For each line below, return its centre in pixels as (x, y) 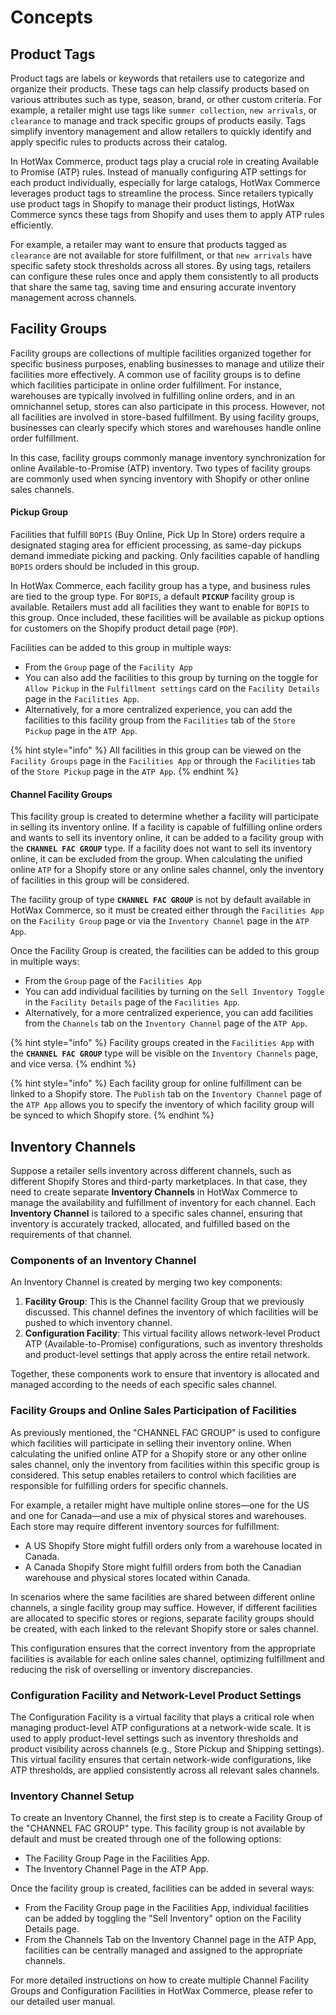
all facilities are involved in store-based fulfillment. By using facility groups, (165, 417)
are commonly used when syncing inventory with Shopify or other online (160, 478)
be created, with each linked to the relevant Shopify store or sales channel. (164, 1628)
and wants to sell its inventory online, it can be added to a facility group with (167, 838)
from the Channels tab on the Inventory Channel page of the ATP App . (166, 1023)
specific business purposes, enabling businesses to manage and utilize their (167, 363)
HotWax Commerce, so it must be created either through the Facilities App (167, 910)
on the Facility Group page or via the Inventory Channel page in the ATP (160, 921)
